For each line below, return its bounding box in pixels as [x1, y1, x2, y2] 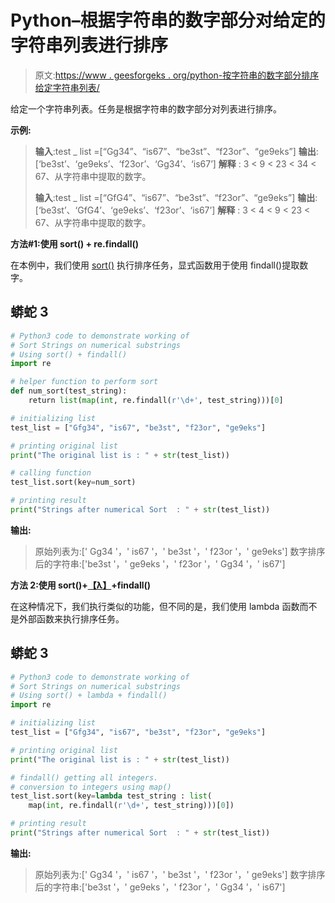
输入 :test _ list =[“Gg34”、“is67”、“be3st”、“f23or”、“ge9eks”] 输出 [34, 145, 317, 157]
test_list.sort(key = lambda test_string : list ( [10, 791, 213, 801]
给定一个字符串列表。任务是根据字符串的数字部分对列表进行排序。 [10, 102, 282, 115]
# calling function [10, 468, 92, 478]
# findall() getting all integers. [10, 772, 159, 783]
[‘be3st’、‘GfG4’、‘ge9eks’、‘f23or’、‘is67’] [34, 204, 216, 216]
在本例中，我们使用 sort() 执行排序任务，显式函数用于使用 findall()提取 [10, 259, 300, 271]
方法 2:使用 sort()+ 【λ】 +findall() [10, 579, 152, 591]
